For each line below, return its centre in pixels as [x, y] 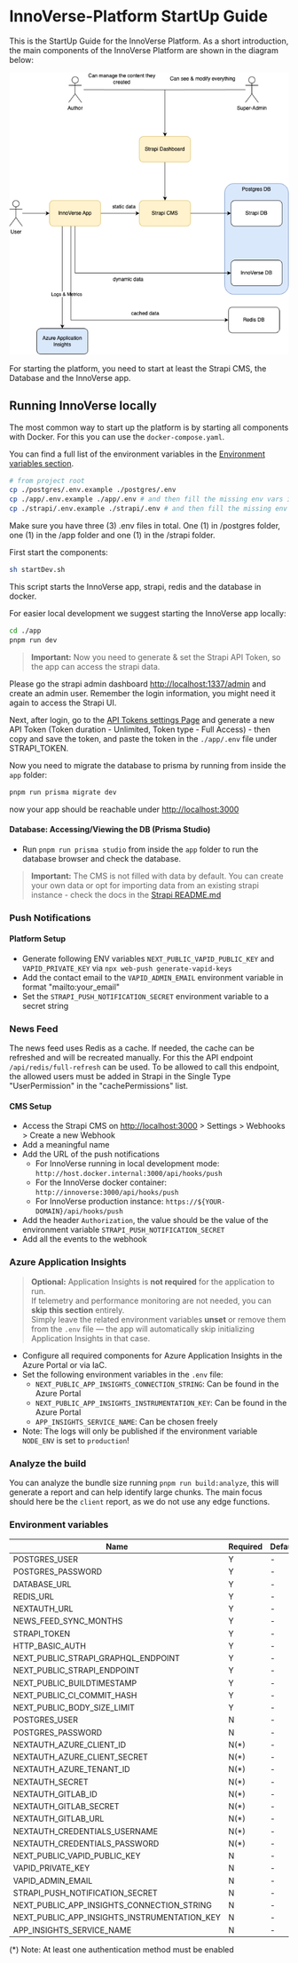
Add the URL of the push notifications [90, 1154]
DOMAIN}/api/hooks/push [79, 1212]
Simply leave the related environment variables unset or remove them [158, 1319]
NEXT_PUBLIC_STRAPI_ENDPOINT [76, 1671]
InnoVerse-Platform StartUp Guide [139, 16]
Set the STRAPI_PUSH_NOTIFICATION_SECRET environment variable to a [145, 996]
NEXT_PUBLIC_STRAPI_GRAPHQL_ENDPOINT [96, 1658]
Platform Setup [38, 939]
